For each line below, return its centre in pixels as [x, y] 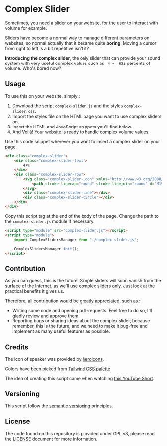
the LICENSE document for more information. [51, 439]
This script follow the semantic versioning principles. [59, 406]
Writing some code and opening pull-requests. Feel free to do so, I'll [82, 311]
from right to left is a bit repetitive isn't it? [47, 48]
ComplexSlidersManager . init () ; [46, 249]
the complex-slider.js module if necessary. [50, 221]
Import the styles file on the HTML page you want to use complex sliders [87, 116]
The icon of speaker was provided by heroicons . [55, 359]
